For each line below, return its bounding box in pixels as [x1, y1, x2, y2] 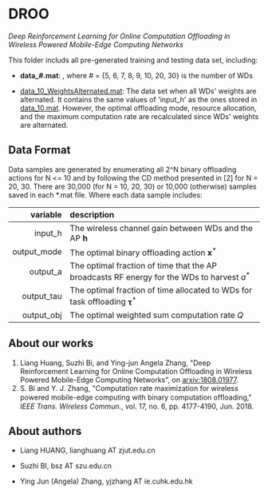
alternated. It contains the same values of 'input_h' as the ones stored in [19, 94, 258, 104]
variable [30, 209, 62, 220]
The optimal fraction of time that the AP [69, 261, 218, 272]
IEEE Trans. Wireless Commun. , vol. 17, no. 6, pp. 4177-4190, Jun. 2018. [19, 401, 254, 411]
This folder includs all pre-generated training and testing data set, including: [8, 55, 258, 65]
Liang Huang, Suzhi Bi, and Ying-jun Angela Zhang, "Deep [19, 357, 211, 368]
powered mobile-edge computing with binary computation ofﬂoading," [19, 392, 253, 402]
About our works [8, 337, 94, 350]
